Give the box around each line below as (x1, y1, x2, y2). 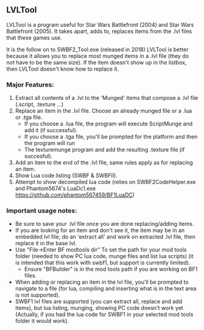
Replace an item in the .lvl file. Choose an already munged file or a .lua (15, 107, 192, 114)
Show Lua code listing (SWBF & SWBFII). (15, 172, 118, 179)
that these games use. (6, 33, 62, 41)
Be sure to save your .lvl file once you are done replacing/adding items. (15, 220, 194, 228)
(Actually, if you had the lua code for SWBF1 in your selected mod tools (15, 311, 194, 318)
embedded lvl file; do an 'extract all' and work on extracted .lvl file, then (15, 233, 196, 240)
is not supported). (15, 292, 60, 299)
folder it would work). (15, 317, 69, 325)
